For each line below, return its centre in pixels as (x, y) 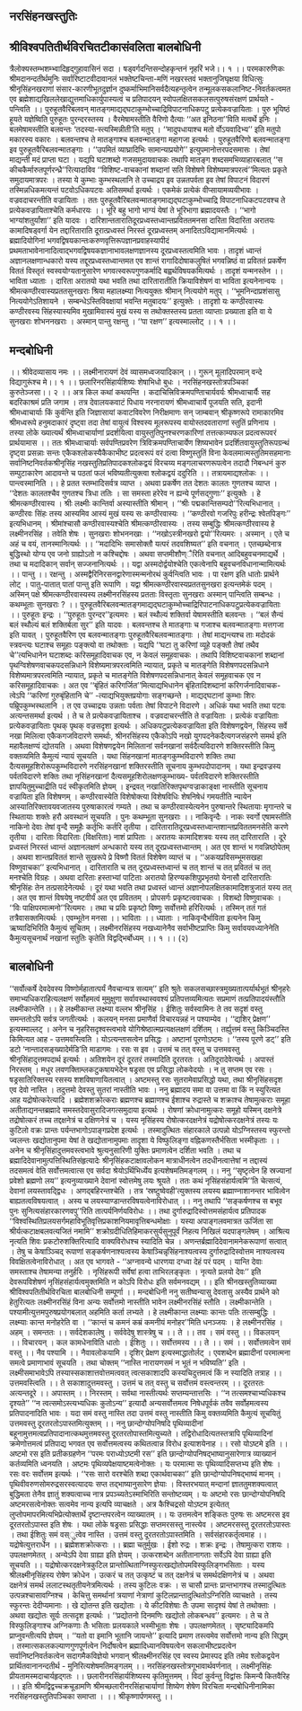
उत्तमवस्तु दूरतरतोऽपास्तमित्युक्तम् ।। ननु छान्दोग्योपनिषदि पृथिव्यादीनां (106, 1423)
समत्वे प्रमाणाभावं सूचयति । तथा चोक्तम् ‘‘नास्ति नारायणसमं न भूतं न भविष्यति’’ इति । (128, 1362)
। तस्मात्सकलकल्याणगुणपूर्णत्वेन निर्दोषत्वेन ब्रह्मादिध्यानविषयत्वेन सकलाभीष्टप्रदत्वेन (123, 1645)
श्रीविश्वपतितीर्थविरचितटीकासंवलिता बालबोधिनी (105, 47)
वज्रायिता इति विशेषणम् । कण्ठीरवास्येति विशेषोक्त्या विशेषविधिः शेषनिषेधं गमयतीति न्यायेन (131, 797)
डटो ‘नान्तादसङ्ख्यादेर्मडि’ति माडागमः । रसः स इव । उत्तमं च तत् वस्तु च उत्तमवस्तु (125, 1049)
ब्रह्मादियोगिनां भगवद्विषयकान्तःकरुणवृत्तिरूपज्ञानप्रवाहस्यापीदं (90, 241)
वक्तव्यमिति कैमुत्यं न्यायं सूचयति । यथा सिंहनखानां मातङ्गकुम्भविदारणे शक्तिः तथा (122, 757)
